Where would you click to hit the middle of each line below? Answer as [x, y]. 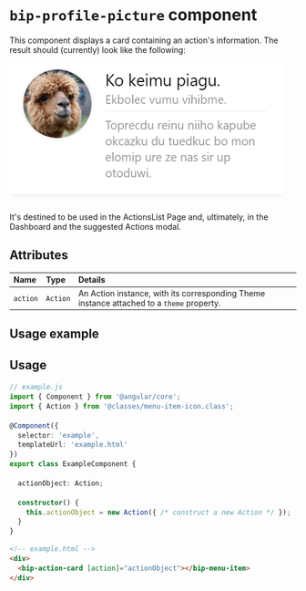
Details [92, 280]
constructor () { [48, 503]
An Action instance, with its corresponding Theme [172, 293]
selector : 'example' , [59, 435]
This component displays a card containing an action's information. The [144, 40]
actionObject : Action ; [61, 483]
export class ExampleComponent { [73, 464]
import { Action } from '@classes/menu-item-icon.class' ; [122, 406]
